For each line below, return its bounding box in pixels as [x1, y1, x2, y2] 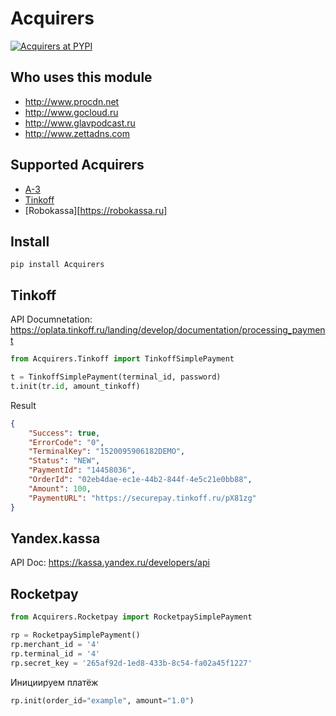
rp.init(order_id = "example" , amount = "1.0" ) [10, 695, 195, 706]
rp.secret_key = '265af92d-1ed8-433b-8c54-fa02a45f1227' [10, 658, 253, 668]
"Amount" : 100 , [28, 483, 92, 494]
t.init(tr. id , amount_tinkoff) [10, 381, 141, 391]
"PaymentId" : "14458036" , [28, 465, 137, 476]
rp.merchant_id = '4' [10, 639, 101, 649]
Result [10, 399, 37, 411]
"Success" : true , [28, 428, 101, 438]
